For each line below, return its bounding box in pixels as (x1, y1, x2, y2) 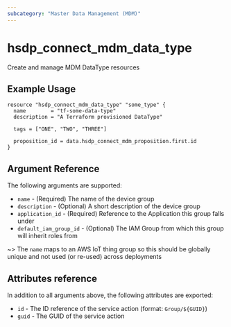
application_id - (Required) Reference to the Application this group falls (17, 210, 225, 218)
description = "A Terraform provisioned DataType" (13, 114, 163, 121)
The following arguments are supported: (7, 181, 123, 190)
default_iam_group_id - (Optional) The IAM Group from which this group (17, 224, 224, 233)
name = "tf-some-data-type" (13, 108, 117, 115)
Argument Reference (7, 162, 100, 174)
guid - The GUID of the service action (17, 312, 125, 320)
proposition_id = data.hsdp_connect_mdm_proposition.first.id (13, 138, 197, 145)
